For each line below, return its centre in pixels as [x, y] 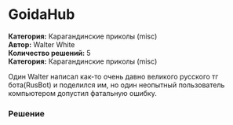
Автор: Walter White [42, 44]
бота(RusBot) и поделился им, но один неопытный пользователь [116, 85]
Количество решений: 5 [50, 53]
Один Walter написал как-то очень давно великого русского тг [113, 76]
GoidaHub [42, 15]
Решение [27, 113]
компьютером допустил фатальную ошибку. [82, 93]
